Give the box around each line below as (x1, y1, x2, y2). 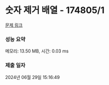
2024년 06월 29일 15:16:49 (5, 74, 60, 80)
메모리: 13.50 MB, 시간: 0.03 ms (5, 48, 69, 54)
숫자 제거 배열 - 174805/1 (5, 4, 105, 16)
